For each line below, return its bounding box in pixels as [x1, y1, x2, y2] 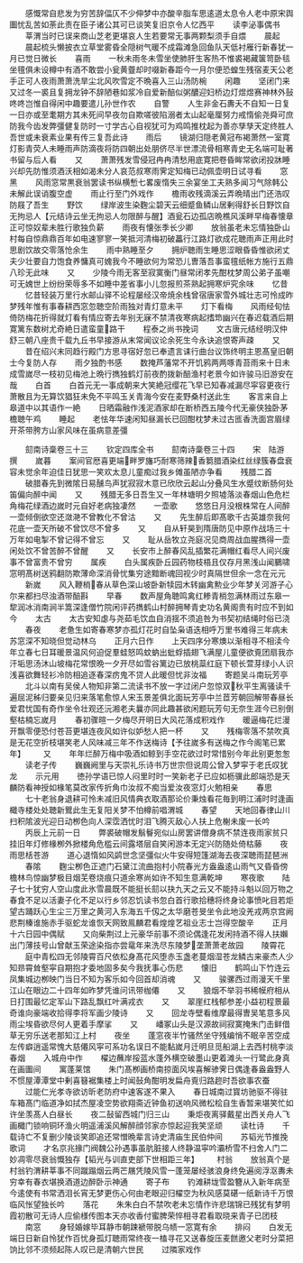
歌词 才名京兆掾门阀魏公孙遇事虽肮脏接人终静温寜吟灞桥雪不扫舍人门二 [9, 1143, 289, 1153]
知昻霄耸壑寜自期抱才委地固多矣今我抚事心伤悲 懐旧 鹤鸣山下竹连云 [9, 963, 290, 973]
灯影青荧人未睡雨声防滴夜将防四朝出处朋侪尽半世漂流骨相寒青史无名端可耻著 [9, 143, 294, 153]
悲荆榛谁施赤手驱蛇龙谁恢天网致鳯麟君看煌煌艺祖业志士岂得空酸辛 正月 [9, 918, 289, 928]
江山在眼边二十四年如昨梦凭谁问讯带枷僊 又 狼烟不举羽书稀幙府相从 [9, 985, 290, 995]
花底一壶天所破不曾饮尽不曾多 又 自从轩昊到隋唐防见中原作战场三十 [9, 523, 290, 534]
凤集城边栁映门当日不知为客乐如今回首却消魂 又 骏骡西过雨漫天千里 [9, 974, 290, 984]
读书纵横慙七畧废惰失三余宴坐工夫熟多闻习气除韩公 [97, 177, 289, 188]
